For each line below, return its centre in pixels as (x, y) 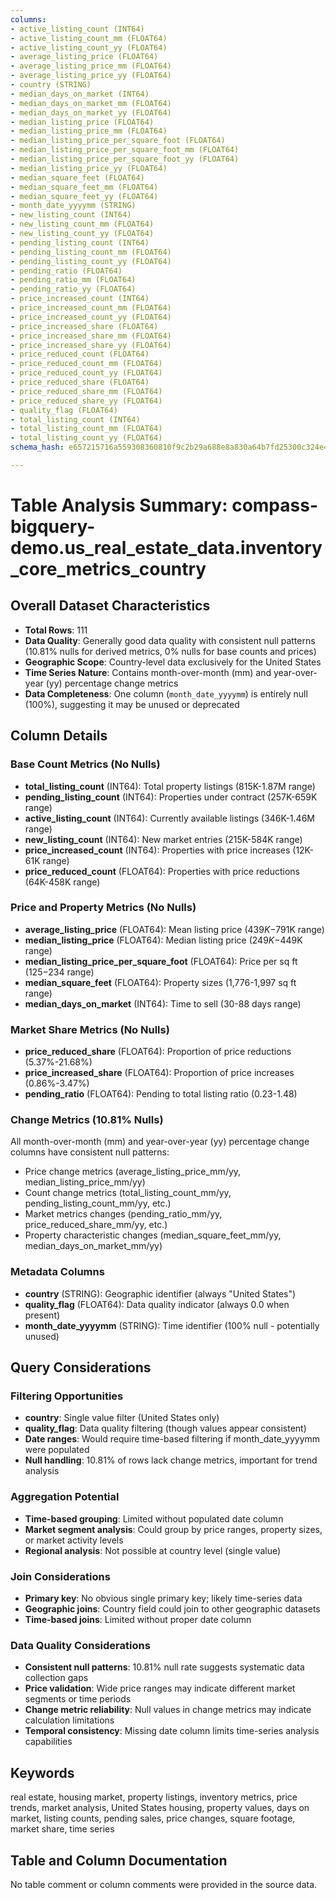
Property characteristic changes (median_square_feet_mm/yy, (153, 1235)
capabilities (48, 1742)
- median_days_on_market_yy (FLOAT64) (91, 112)
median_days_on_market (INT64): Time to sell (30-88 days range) (163, 1003)
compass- (274, 505)
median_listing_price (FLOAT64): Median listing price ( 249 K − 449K (163, 940)
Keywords (42, 1772)
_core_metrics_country (108, 569)
